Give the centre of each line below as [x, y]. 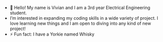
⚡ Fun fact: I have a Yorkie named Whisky [52, 34]
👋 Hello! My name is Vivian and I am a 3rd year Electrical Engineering [80, 8]
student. [18, 13]
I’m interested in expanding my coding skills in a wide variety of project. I [84, 18]
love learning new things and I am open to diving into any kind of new [81, 23]
